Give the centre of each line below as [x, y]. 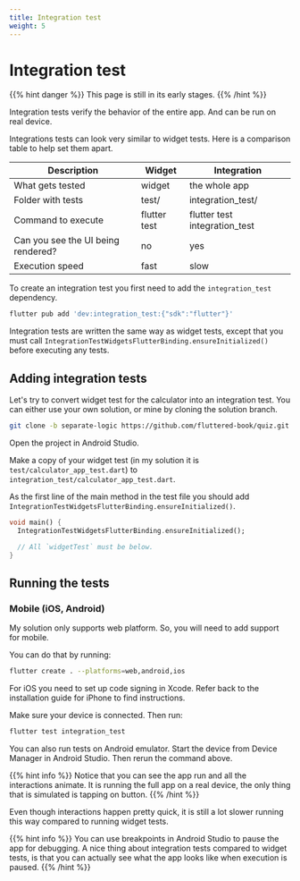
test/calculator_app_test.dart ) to [74, 470]
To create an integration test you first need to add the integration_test [141, 288]
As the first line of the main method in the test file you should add [129, 496]
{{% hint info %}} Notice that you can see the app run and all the [128, 775]
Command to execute [59, 220]
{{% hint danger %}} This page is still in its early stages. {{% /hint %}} [138, 95]
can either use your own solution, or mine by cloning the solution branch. [144, 410]
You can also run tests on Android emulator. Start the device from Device [143, 749]
